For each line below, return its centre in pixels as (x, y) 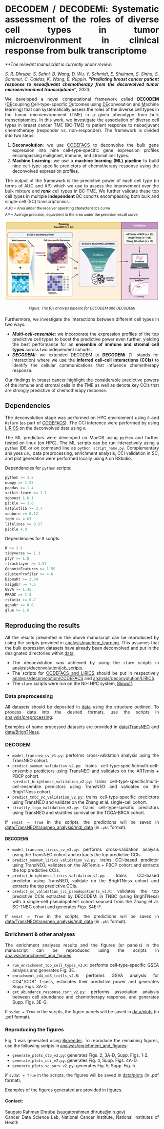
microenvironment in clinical (82, 40)
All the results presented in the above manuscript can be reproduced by (82, 637)
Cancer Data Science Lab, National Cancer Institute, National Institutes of (82, 1117)
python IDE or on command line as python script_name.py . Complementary (82, 448)
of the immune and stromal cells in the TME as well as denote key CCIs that (82, 385)
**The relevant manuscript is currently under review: (59, 64)
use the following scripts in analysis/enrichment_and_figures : (66, 1046)
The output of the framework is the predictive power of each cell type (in (82, 181)
